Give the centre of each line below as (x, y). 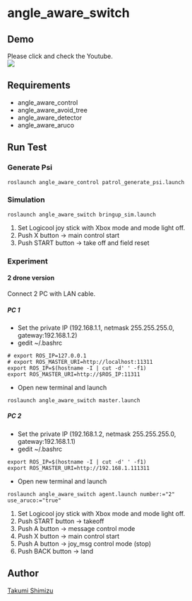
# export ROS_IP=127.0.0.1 (47, 355)
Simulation (26, 200)
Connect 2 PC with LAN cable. (52, 293)
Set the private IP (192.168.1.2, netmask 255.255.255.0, (97, 434)
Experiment (28, 261)
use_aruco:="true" (34, 500)
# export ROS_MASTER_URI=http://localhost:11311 (80, 362)
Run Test (27, 148)
